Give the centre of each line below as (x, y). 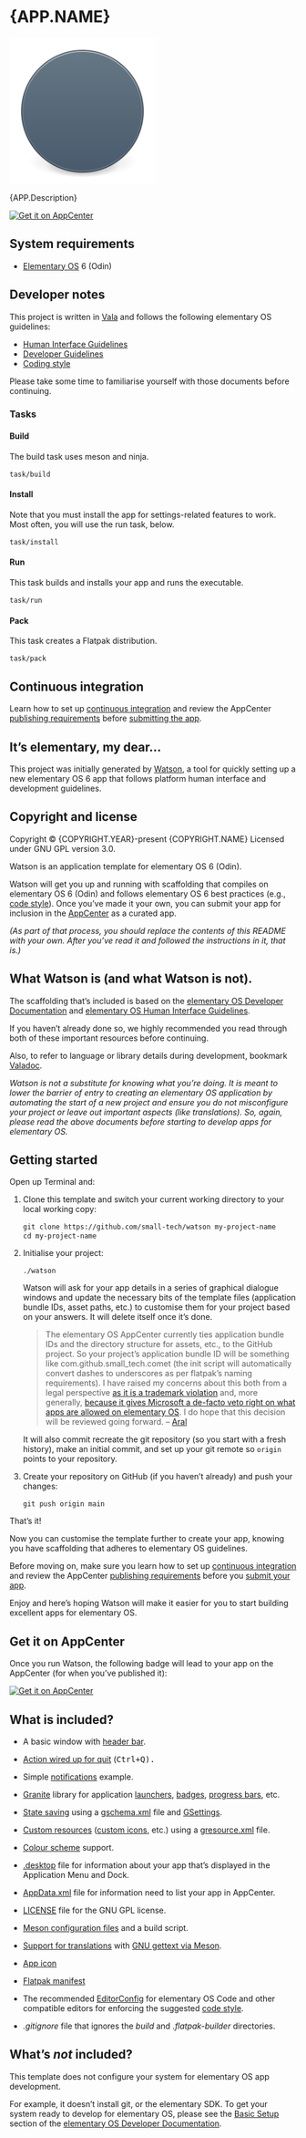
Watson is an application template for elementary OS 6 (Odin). (126, 866)
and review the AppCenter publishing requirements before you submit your (150, 1576)
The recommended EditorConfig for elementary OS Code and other (149, 1998)
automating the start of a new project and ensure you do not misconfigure (149, 1102)
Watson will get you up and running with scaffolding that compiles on (139, 884)
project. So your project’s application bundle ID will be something (167, 1354)
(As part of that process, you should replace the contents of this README (148, 930)
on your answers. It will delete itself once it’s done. (117, 1317)
